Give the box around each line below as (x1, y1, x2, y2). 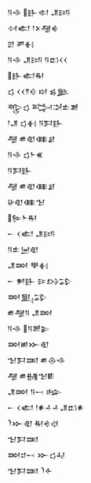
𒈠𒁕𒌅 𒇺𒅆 (7, 466, 53, 475)
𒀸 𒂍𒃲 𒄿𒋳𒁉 (7, 277, 72, 285)
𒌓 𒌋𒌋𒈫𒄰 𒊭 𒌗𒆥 (7, 87, 71, 96)
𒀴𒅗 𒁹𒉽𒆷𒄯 (7, 24, 59, 32)
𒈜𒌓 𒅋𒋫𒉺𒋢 (7, 103, 79, 111)
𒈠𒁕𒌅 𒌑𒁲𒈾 (7, 356, 66, 364)
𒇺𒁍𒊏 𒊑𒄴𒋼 (7, 419, 60, 428)
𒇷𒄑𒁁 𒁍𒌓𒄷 (7, 451, 66, 459)
